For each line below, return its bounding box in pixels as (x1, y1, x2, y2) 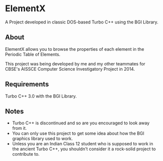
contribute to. (12, 151, 40, 157)
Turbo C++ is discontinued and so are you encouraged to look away (12, 120, 150, 126)
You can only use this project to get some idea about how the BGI (12, 130, 144, 137)
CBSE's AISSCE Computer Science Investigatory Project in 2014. (5, 66, 135, 72)
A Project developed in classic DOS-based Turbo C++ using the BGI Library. (5, 19, 159, 25)
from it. (12, 125, 27, 131)
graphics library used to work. (12, 136, 73, 141)
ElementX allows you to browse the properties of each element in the (5, 46, 144, 52)
